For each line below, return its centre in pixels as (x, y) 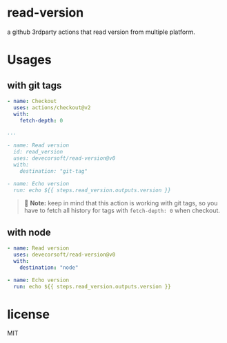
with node (29, 232)
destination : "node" (49, 268)
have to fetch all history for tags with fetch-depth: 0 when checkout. (122, 211)
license (29, 314)
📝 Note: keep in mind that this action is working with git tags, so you (121, 203)
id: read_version (38, 152)
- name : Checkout (32, 101)
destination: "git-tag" (54, 171)
